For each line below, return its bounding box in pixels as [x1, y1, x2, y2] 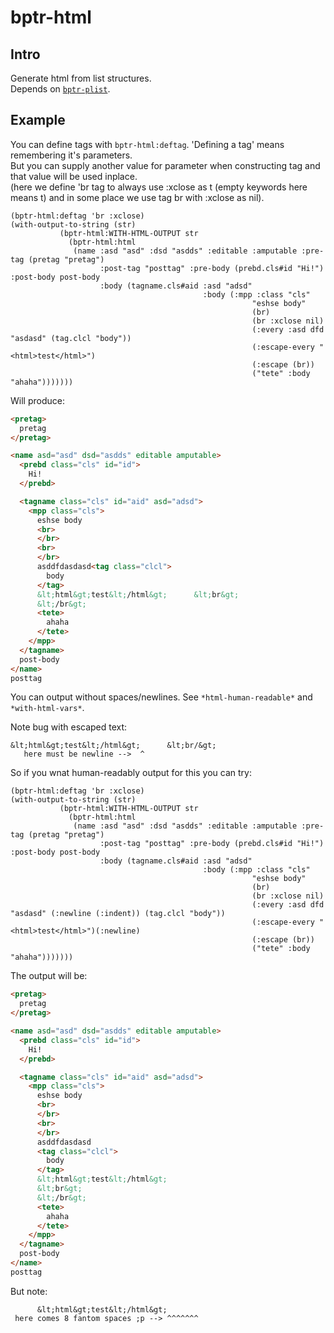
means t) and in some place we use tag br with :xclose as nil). [10, 191, 265, 203]
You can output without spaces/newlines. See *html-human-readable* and [10, 691, 313, 703]
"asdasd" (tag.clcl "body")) [10, 333, 132, 343]
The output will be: [10, 970, 88, 982]
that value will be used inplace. [10, 170, 138, 182]
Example [10, 112, 66, 129]
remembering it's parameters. [10, 149, 133, 161]
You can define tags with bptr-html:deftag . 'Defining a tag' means [10, 138, 285, 150]
